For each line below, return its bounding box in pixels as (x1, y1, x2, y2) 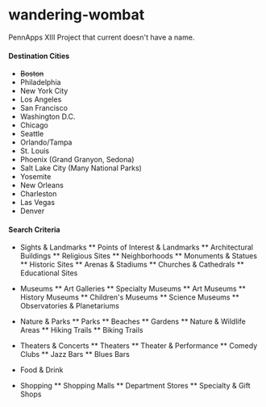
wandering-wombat (8, 6, 145, 24)
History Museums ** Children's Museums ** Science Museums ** (19, 292, 239, 302)
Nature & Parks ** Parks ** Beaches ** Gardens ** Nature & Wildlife (19, 317, 246, 326)
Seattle (19, 129, 44, 139)
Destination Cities (8, 51, 70, 61)
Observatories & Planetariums (19, 301, 119, 311)
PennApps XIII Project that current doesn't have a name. (8, 32, 195, 42)
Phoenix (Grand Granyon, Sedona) (19, 155, 135, 165)
